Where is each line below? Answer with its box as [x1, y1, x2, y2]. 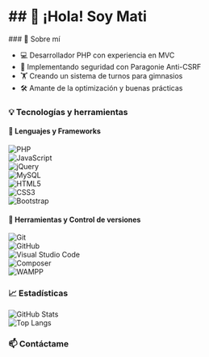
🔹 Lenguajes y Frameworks [8, 126, 101, 136]
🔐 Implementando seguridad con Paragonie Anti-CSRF [19, 62, 202, 71]
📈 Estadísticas [8, 287, 69, 299]
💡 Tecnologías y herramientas [8, 106, 128, 117]
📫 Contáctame [8, 338, 69, 350]
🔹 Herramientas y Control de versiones [8, 215, 141, 224]
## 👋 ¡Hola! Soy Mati [8, 7, 148, 26]
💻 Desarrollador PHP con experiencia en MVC [19, 50, 175, 60]
